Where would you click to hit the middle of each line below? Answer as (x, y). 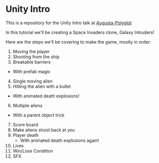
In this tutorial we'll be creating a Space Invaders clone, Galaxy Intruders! (80, 32)
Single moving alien (33, 81)
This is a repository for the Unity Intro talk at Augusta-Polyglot (69, 23)
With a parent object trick (39, 115)
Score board (25, 124)
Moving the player (31, 51)
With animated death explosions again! (60, 140)
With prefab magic (32, 71)
